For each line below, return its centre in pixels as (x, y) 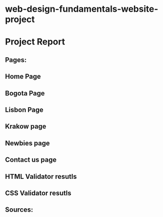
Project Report (35, 42)
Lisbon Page (24, 109)
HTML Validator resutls (41, 177)
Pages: (16, 60)
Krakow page (26, 127)
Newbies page (27, 143)
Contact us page (31, 160)
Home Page (23, 77)
